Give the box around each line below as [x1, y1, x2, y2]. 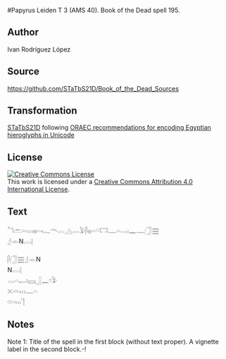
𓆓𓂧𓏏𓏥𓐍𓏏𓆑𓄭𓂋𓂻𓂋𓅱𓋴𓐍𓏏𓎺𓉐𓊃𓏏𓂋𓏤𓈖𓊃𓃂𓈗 [7, 226, 160, 235]
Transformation [7, 105, 77, 117]
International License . [7, 185, 70, 193]
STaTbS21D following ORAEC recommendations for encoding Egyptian [7, 123, 211, 132]
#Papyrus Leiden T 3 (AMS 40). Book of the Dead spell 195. [7, 6, 180, 14]
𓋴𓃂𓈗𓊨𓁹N [7, 255, 41, 264]
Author [7, 26, 39, 38]
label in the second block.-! [7, 345, 87, 353]
